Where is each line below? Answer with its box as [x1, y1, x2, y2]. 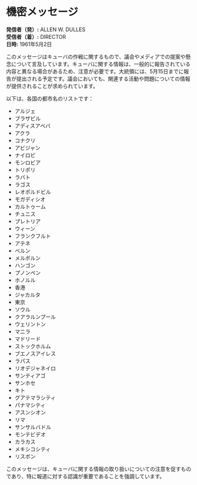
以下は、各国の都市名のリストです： [6, 95, 94, 102]
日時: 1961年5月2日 [6, 41, 52, 48]
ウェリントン [14, 320, 46, 327]
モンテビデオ [14, 430, 46, 438]
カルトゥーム [14, 203, 46, 210]
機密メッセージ [6, 5, 78, 19]
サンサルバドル [14, 423, 52, 430]
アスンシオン [14, 409, 46, 416]
